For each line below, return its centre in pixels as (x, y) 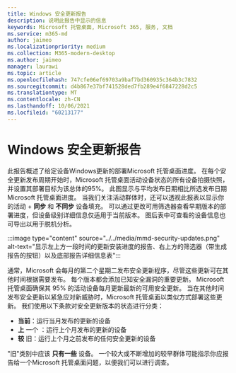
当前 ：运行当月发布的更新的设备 (64, 321)
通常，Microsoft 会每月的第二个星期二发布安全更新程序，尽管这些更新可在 (115, 270)
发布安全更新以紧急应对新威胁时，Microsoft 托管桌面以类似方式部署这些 (112, 297)
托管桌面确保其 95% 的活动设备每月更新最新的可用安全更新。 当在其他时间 (116, 288)
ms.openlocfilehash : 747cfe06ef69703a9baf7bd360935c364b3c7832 (102, 80)
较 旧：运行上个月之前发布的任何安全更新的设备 (87, 338)
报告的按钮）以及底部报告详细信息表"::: (64, 255)
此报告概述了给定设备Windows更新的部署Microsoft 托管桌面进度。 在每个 (114, 171)
